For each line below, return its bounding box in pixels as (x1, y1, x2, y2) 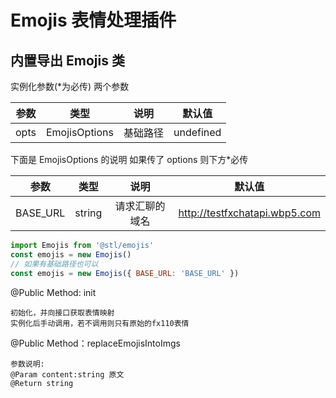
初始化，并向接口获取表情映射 (10, 307, 115, 318)
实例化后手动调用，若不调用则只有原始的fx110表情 (10, 318, 190, 328)
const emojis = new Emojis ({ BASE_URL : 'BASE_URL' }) (10, 268, 240, 278)
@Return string (10, 378, 74, 388)
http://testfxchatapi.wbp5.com (178, 206, 321, 220)
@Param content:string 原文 (10, 369, 125, 380)
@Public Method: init (10, 286, 97, 298)
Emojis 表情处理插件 (10, 9, 177, 32)
